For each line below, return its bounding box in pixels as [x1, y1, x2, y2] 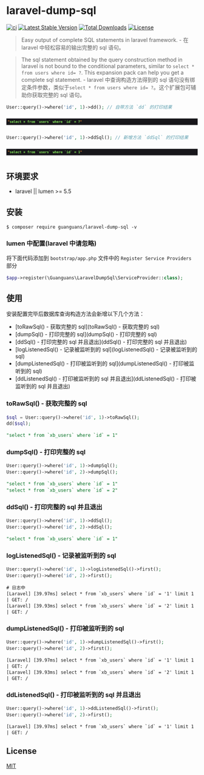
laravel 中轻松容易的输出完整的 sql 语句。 [21, 44, 124, 51]
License [6, 746, 37, 756]
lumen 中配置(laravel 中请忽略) [6, 239, 97, 248]
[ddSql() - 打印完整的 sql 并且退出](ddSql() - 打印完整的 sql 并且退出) [15, 338, 187, 346]
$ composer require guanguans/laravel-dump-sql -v [6, 224, 137, 231]
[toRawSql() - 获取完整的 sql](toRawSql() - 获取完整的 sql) [15, 323, 160, 331]
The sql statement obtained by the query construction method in [21, 56, 183, 63]
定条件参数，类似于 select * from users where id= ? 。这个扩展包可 [21, 83, 191, 91]
